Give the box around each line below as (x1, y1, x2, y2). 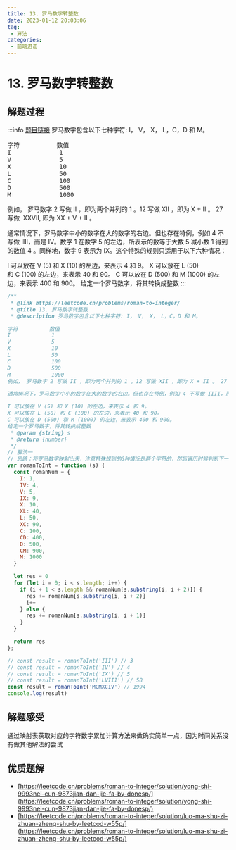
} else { (20, 606, 46, 613)
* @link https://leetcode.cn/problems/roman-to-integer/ (10, 299, 181, 306)
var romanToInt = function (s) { (7, 462, 105, 469)
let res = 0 (13, 573, 49, 580)
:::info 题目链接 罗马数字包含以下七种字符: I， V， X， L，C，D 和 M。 (7, 126, 209, 134)
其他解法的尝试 (19, 740, 63, 749)
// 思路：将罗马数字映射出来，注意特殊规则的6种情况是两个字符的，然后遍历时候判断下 (7, 456, 224, 463)
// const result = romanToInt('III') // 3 (7, 657, 133, 664)
